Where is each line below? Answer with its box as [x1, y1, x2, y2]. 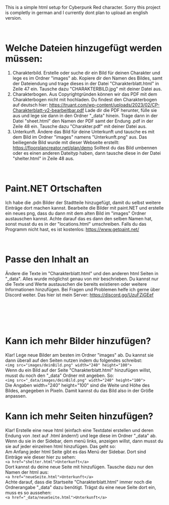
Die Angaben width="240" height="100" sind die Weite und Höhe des [5, 382, 150, 388]
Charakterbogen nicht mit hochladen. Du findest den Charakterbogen [12, 96, 157, 102]
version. [5, 15, 22, 21]
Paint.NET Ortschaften [5, 183, 102, 195]
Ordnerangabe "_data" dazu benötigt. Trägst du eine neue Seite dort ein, [5, 484, 156, 490]
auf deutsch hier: [12, 102, 48, 108]
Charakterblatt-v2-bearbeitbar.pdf [12, 107, 84, 113]
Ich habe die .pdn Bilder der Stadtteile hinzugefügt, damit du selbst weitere [5, 199, 161, 206]
